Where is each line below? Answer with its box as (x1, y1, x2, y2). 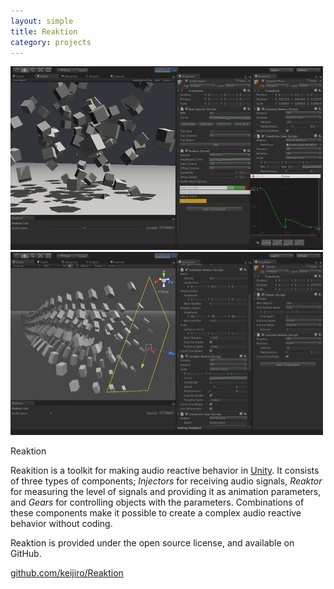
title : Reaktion (10, 26, 78, 37)
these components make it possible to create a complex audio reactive (10, 507, 302, 519)
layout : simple (10, 16, 74, 26)
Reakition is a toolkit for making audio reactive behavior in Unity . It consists (10, 465, 320, 477)
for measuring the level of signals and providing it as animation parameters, (10, 486, 322, 498)
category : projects (10, 37, 92, 47)
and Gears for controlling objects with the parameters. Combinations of (10, 496, 305, 509)
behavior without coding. (10, 518, 113, 530)
